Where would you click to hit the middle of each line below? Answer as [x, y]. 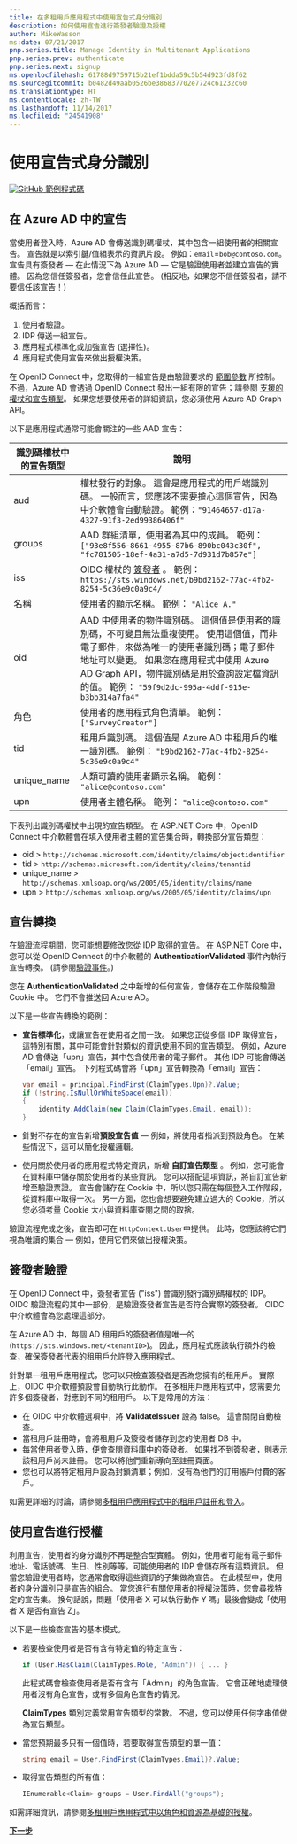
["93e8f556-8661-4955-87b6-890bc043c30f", [171, 545]
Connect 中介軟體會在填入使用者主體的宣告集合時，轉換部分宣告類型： [138, 836]
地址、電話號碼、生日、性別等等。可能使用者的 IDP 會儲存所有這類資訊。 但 [147, 1566]
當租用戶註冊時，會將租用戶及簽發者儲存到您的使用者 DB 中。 [134, 1438]
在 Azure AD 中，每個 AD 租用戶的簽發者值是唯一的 [103, 1334]
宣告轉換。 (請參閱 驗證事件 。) [62, 967]
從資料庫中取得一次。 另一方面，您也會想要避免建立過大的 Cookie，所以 [153, 1199]
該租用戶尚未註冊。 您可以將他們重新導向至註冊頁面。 [120, 1460]
